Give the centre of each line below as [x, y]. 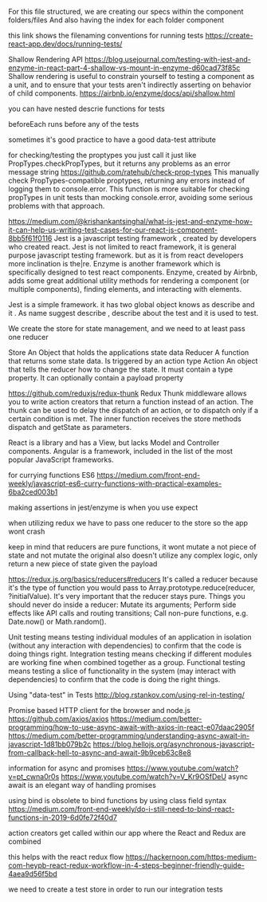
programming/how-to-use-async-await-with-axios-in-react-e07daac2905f [132, 727]
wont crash [27, 531]
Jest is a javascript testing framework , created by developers [155, 238]
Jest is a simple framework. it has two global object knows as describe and [132, 305]
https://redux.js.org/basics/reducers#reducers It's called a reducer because [133, 579]
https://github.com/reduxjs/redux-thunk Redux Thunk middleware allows [128, 393]
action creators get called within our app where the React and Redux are [127, 833]
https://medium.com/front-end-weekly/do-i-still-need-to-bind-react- [122, 809]
